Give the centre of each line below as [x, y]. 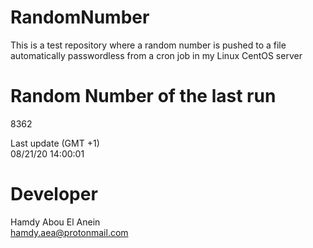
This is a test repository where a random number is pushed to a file [148, 45]
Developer [54, 194]
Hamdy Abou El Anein [55, 222]
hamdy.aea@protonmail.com [69, 232]
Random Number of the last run [143, 96]
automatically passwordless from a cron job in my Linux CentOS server [156, 55]
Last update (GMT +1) [55, 143]
